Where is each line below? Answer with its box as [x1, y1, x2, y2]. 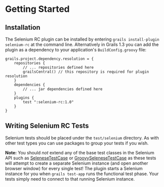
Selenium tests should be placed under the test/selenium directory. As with [5, 135, 159, 140]
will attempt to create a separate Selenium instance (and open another [5, 160, 148, 166]
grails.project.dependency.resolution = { [5, 56, 94, 61]
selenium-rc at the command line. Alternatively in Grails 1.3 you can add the [5, 42, 159, 47]
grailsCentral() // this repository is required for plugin [23, 69, 149, 74]
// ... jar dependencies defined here [23, 87, 103, 92]
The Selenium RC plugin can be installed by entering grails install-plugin [5, 36, 160, 42]
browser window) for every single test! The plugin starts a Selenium [5, 165, 143, 171]
